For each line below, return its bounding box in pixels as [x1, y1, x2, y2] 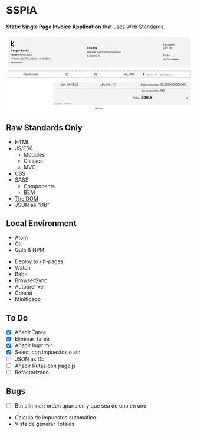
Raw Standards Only [6, 122, 83, 133]
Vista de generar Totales [14, 420, 75, 427]
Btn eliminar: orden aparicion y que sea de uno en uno [14, 402, 147, 409]
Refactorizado [14, 369, 49, 376]
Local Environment [6, 218, 77, 228]
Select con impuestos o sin [14, 348, 81, 356]
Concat [14, 289, 33, 296]
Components [23, 182, 55, 189]
